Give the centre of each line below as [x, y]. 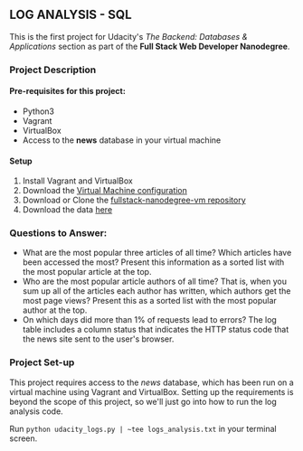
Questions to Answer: [58, 233]
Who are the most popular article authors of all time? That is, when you [155, 282]
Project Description [53, 70]
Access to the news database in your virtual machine [122, 140]
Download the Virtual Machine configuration [105, 191]
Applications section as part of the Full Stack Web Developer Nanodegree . [150, 46]
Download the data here [67, 210]
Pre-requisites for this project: [68, 91]
